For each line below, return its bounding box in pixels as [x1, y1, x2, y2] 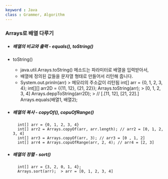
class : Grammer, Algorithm [5, 12, 65, 17]
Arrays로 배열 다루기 [5, 30, 54, 37]
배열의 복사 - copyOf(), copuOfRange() [12, 109, 94, 115]
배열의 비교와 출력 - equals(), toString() [12, 44, 94, 50]
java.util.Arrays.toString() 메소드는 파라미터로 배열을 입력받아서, [20, 67, 149, 73]
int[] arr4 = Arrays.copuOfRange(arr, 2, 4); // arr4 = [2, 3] [17, 140, 154, 145]
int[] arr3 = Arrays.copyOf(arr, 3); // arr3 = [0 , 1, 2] [17, 135, 146, 141]
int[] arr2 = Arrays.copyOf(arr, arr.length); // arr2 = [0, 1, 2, [17, 127, 164, 132]
